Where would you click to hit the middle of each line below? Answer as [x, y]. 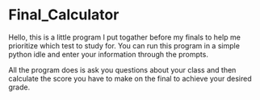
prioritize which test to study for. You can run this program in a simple [124, 45]
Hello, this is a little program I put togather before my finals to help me [124, 37]
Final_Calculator [64, 15]
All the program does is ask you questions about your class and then [122, 69]
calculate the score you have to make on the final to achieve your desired [130, 78]
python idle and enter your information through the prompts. [108, 54]
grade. [19, 87]
